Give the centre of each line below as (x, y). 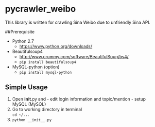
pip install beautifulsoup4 (48, 62)
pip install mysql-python (45, 72)
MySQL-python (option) (36, 67)
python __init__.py (32, 120)
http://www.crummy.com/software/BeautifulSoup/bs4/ (74, 56)
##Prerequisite (20, 32)
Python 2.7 (23, 41)
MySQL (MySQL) (29, 104)
